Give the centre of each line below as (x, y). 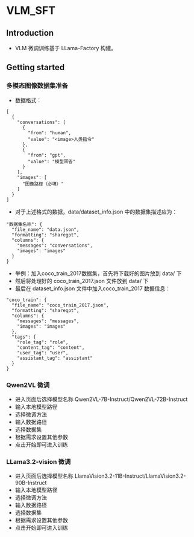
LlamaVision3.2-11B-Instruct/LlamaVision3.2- (130, 476)
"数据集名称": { (24, 224)
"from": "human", (49, 133)
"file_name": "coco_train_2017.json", (61, 305)
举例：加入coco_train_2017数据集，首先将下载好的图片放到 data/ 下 (98, 273)
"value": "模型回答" (52, 161)
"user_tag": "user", (43, 353)
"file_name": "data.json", (45, 229)
